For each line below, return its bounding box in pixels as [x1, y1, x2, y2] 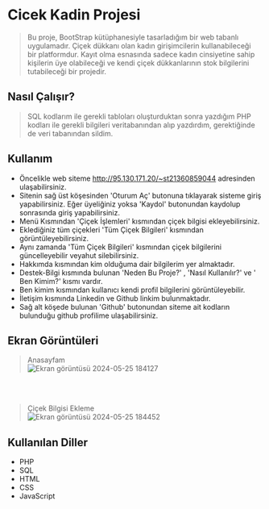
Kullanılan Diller [7, 436, 89, 449]
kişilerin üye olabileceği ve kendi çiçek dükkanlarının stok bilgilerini [27, 58, 250, 68]
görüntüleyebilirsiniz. [19, 233, 89, 243]
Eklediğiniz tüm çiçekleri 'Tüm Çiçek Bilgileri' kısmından [19, 224, 205, 235]
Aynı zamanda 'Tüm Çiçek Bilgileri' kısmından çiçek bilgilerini [19, 242, 222, 252]
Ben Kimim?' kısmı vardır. [19, 276, 103, 286]
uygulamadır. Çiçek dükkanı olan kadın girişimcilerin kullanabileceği [27, 40, 251, 50]
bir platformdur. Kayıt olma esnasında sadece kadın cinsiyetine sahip [27, 49, 255, 59]
